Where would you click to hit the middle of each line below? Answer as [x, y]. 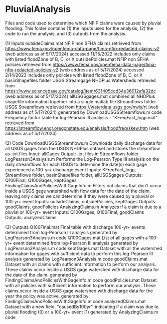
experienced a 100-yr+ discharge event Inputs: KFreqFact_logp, [71, 169]
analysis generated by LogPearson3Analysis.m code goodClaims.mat [77, 259]
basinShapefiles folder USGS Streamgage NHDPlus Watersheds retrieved [81, 80]
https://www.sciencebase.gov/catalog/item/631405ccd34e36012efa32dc [81, 91]
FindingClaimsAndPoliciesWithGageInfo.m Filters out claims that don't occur [83, 185]
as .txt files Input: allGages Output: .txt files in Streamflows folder [72, 154]
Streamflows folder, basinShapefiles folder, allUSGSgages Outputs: [74, 175]
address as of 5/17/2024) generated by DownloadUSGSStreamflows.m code [83, 112]
